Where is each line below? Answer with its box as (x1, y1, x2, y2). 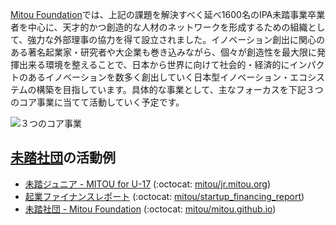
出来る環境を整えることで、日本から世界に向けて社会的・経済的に (18, 59, 290, 70)
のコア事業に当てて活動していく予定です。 (10, 96, 185, 108)
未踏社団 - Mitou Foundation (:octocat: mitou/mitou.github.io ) (24, 203, 277, 215)
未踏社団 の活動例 (10, 149, 116, 167)
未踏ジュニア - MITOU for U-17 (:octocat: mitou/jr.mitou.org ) (24, 178, 272, 190)
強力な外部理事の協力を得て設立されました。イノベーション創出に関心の (27, 34, 326, 45)
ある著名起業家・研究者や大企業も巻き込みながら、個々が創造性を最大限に (10, 46, 317, 58)
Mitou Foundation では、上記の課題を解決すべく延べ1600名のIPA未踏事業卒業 (10, 9, 326, 20)
